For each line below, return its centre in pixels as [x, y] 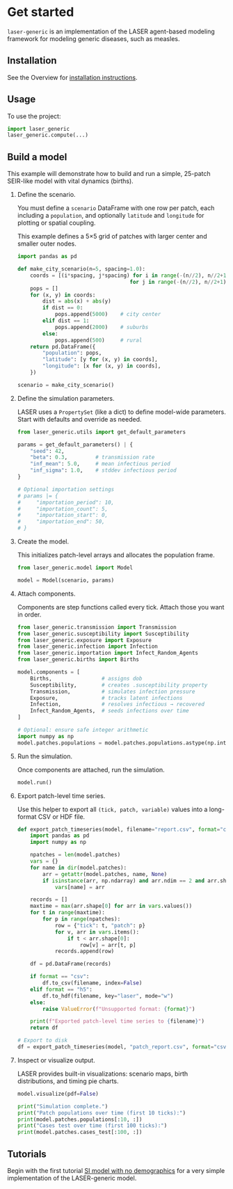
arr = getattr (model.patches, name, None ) [105, 874]
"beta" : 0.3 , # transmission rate [93, 457]
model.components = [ [48, 672]
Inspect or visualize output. [56, 1060]
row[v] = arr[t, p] [108, 945]
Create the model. [43, 541]
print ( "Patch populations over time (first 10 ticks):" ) [102, 1113]
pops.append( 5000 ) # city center [108, 314]
